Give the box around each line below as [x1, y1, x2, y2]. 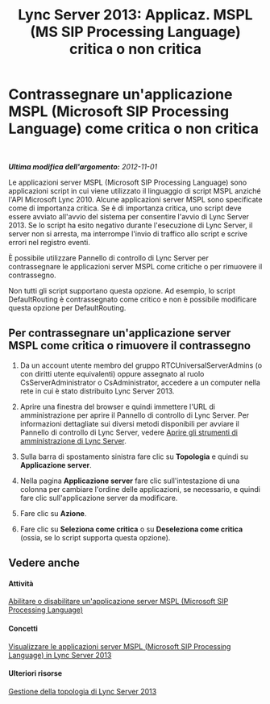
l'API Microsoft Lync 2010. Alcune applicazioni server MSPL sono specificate [8, 194, 263, 204]
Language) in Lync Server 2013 [8, 650, 112, 660]
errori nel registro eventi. [8, 237, 91, 247]
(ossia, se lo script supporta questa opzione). [19, 532, 171, 542]
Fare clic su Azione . [19, 508, 87, 518]
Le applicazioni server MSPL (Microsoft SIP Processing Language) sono [8, 177, 247, 187]
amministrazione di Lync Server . [19, 435, 127, 445]
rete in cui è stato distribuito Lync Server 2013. [19, 385, 175, 396]
